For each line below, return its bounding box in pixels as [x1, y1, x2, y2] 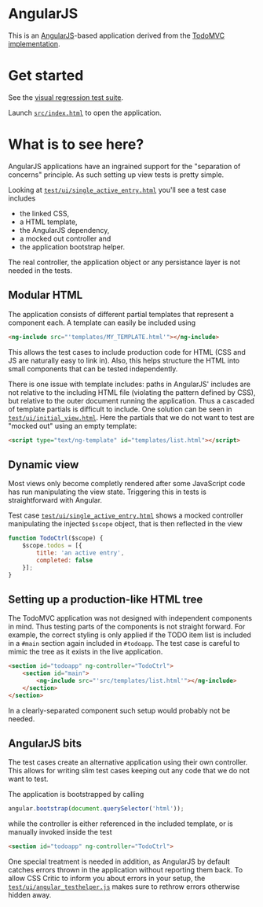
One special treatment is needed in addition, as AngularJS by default [8, 857, 230, 866]
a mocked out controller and [19, 234, 111, 243]
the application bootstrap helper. [19, 241, 126, 252]
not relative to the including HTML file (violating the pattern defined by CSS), [8, 387, 256, 397]
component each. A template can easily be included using [8, 318, 196, 327]
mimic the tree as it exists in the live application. [8, 647, 163, 657]
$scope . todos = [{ [22, 542, 82, 550]
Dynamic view [8, 458, 79, 471]
